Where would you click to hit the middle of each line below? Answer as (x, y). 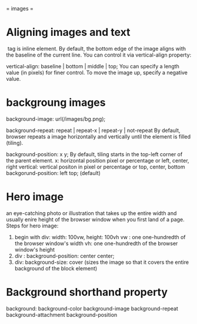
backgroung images (56, 103)
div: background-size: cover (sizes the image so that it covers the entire (102, 262)
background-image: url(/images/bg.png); (56, 119)
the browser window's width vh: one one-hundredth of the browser (96, 243)
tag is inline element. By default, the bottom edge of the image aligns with (97, 48)
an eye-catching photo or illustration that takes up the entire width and (91, 213)
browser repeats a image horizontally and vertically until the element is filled (98, 136)
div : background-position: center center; (64, 256)
